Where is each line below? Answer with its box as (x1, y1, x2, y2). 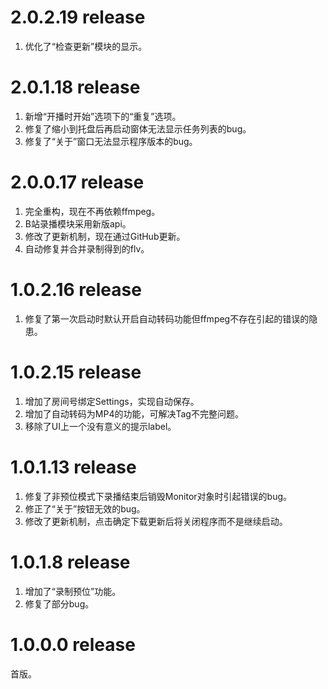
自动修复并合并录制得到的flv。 (24, 242, 150, 255)
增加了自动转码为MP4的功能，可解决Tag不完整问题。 (24, 407, 244, 420)
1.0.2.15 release (10, 361, 142, 383)
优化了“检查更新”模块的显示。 (24, 40, 148, 52)
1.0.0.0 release (10, 633, 136, 656)
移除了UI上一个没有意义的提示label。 (24, 420, 177, 432)
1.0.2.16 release (10, 279, 142, 301)
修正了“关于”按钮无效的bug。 (24, 502, 146, 515)
